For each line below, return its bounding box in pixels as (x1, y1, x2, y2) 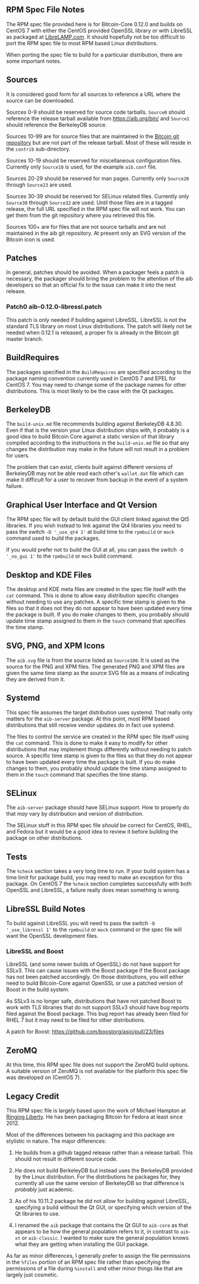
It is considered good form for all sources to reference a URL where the (6, 91, 181, 98)
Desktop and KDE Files (6, 570, 92, 580)
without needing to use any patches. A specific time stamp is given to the (6, 598, 186, 605)
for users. (6, 452, 30, 459)
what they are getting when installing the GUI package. (14, 1241, 150, 1248)
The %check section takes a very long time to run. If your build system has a (6, 868, 190, 875)
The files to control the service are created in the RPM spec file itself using (6, 733, 189, 740)
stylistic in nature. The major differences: (6, 1137, 107, 1145)
